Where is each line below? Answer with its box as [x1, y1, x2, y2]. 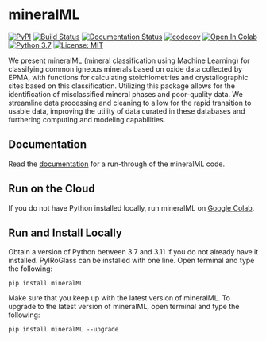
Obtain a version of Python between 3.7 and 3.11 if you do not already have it [8, 247, 259, 257]
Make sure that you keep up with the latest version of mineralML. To [8, 293, 230, 303]
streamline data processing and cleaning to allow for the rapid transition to [8, 98, 252, 107]
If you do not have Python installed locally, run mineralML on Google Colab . [8, 203, 255, 212]
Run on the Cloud [8, 182, 95, 196]
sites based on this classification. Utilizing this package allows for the [8, 81, 236, 91]
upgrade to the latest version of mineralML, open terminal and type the [8, 302, 240, 312]
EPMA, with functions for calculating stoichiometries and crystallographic [8, 72, 249, 82]
